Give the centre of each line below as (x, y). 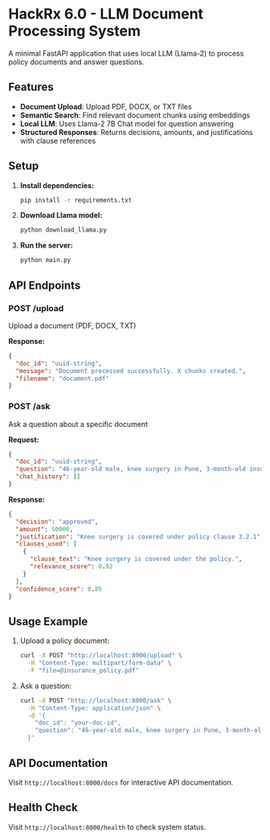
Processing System (74, 31)
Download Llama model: (61, 215)
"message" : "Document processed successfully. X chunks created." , (131, 371)
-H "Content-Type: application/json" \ (94, 708)
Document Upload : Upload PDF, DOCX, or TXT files (106, 106)
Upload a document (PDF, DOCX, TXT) (72, 326)
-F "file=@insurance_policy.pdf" (84, 670)
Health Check (43, 807)
